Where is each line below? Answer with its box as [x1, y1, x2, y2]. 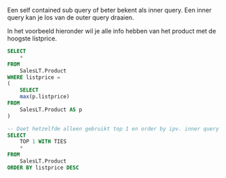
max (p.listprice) [19, 94, 70, 101]
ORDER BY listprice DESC [7, 164, 79, 171]
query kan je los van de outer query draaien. [7, 13, 134, 22]
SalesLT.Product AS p [19, 106, 82, 113]
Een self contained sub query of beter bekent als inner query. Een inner [7, 6, 212, 14]
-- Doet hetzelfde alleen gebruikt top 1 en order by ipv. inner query [7, 125, 219, 132]
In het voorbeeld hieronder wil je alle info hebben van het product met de [7, 27, 217, 35]
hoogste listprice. [7, 34, 57, 43]
